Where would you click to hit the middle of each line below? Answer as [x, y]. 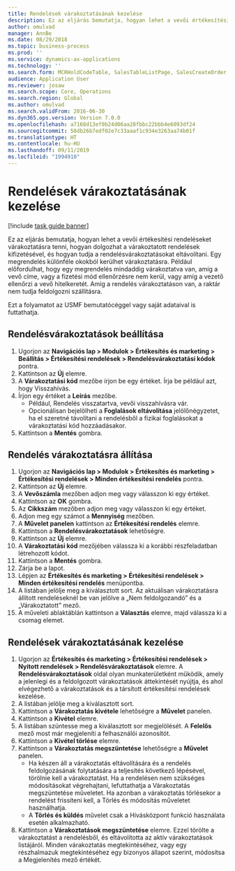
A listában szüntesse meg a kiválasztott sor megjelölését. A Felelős [115, 726]
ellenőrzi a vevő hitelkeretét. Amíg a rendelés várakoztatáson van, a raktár [114, 283]
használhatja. [47, 808]
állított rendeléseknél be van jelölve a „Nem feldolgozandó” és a [109, 598]
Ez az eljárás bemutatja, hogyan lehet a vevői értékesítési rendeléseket [110, 239]
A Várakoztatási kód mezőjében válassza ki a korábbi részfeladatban [118, 546]
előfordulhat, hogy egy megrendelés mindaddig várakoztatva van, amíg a [113, 269]
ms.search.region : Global [45, 99]
